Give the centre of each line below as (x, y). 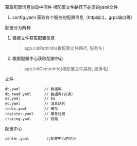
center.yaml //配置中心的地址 (41, 139)
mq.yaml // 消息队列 (35, 103)
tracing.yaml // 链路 (32, 119)
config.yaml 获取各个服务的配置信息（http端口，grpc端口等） (73, 17)
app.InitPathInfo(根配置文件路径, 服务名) (64, 48)
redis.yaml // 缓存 (32, 109)
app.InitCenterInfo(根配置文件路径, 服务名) (66, 69)
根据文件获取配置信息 (33, 38)
